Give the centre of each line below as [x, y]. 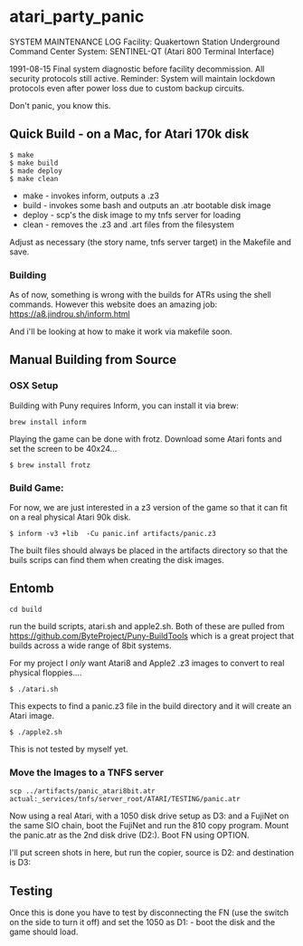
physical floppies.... [46, 673]
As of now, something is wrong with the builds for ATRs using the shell [140, 295]
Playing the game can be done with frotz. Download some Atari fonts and [146, 439]
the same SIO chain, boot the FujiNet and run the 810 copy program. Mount [149, 826]
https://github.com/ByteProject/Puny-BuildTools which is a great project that [152, 635]
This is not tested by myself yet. [69, 749]
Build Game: [37, 488]
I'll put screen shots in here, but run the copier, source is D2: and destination [152, 853]
